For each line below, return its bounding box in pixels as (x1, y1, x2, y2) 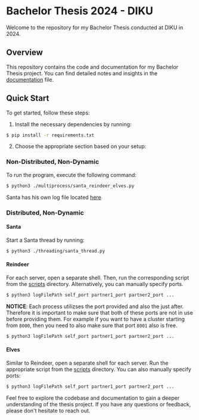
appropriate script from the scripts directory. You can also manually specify (6, 365, 192, 373)
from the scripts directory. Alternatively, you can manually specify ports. (6, 280, 184, 287)
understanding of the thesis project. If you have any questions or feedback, (6, 400, 191, 407)
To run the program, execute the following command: (6, 171, 137, 178)
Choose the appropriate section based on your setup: (14, 143, 147, 150)
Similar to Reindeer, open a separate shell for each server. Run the (6, 359, 169, 366)
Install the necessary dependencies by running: (14, 120, 132, 127)
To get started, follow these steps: (6, 109, 91, 116)
